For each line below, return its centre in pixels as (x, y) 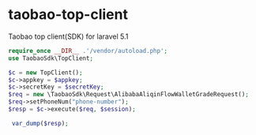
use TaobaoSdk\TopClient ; (51, 58)
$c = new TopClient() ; (45, 73)
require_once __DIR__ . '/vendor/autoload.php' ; (88, 51)
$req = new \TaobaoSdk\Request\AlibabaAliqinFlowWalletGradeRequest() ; (128, 95)
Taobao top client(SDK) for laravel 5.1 (68, 36)
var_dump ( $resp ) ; (40, 123)
